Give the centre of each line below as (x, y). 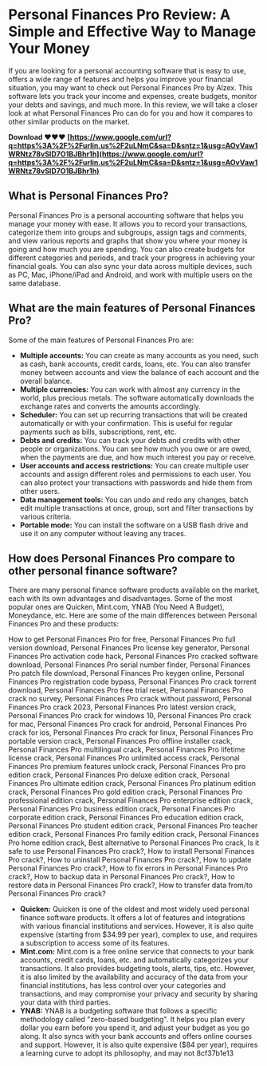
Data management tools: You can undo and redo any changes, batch (134, 499)
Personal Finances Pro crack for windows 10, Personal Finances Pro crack (130, 716)
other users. (39, 491)
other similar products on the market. (69, 121)
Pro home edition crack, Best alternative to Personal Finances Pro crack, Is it (134, 843)
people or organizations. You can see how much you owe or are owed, (135, 448)
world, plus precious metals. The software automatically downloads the (137, 397)
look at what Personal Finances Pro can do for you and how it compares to (131, 113)
